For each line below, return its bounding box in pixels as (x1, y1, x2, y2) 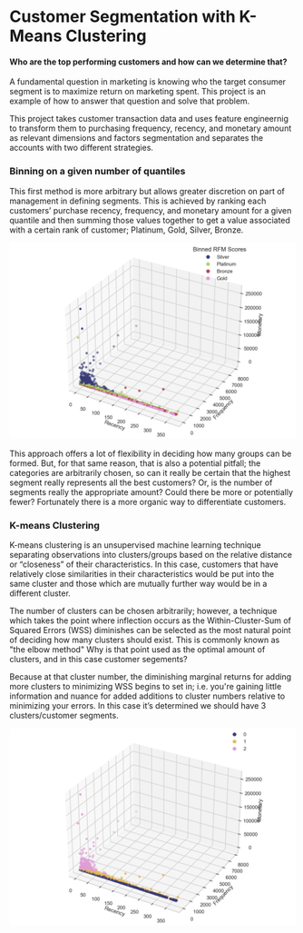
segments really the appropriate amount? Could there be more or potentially (9, 487, 293, 498)
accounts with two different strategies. (9, 143, 154, 154)
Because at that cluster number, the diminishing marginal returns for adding (9, 671, 292, 682)
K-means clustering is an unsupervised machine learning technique (9, 540, 261, 551)
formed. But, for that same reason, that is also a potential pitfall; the (9, 458, 261, 469)
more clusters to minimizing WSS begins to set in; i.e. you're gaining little (9, 681, 282, 692)
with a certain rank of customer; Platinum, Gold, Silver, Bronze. (9, 224, 244, 235)
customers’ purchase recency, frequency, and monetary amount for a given (9, 204, 292, 215)
